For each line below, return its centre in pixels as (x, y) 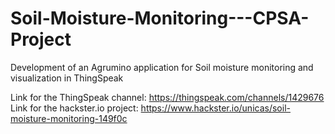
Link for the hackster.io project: (74, 108)
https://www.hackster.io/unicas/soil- (215, 108)
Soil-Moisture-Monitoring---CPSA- (160, 18)
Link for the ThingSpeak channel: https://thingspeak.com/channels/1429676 (167, 97)
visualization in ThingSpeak (67, 78)
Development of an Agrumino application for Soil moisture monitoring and (162, 67)
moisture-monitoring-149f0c (69, 118)
